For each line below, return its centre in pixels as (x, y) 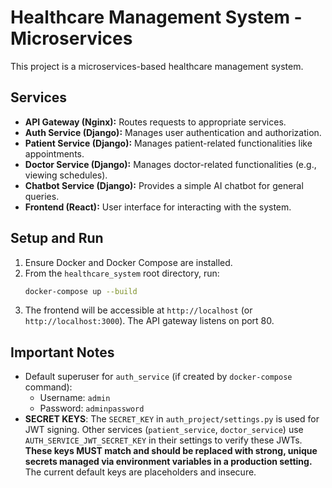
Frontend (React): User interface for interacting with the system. (158, 207)
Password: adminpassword (92, 408)
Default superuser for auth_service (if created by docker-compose (158, 377)
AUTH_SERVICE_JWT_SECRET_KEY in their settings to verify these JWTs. (163, 440)
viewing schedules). (66, 175)
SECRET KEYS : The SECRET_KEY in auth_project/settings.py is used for (172, 419)
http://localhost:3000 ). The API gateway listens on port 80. (149, 321)
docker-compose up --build (81, 291)
